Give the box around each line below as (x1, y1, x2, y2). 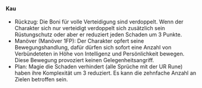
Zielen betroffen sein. (14, 76, 68, 83)
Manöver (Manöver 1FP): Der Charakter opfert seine (14, 37, 144, 45)
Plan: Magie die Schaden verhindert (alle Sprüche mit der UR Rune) (14, 63, 183, 71)
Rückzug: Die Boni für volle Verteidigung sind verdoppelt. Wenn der (14, 18, 184, 25)
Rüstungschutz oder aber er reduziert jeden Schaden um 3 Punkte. (14, 31, 183, 39)
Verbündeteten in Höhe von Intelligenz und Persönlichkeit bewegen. (14, 50, 184, 57)
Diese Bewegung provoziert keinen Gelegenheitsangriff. (14, 57, 154, 64)
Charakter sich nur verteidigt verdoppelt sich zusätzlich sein (14, 25, 165, 32)
